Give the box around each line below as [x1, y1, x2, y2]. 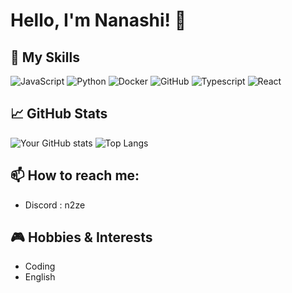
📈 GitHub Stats [10, 105, 108, 123]
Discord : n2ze [24, 199, 86, 211]
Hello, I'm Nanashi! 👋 [10, 9, 187, 32]
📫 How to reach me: [10, 167, 140, 184]
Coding [24, 260, 56, 273]
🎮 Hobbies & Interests [10, 229, 153, 246]
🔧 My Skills [10, 49, 80, 66]
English [24, 271, 56, 283]
